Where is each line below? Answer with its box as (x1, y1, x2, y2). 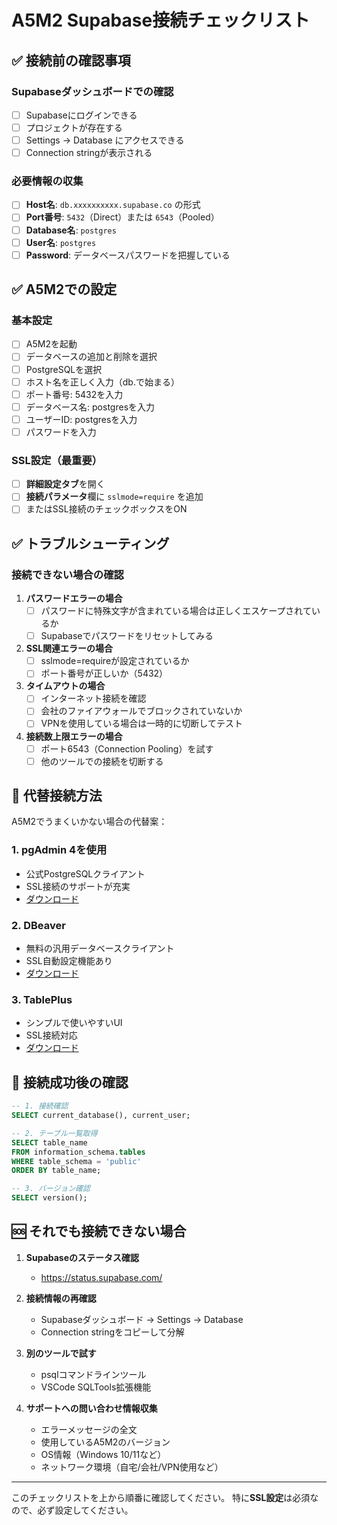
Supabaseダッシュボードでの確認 (11, 84, 174, 98)
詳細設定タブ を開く (25, 478, 106, 490)
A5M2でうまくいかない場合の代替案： (11, 816, 168, 828)
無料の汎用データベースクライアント (25, 942, 175, 955)
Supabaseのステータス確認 (25, 1251, 140, 1263)
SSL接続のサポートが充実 (25, 880, 131, 892)
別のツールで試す (25, 1347, 97, 1359)
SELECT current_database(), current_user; (11, 1111, 191, 1121)
